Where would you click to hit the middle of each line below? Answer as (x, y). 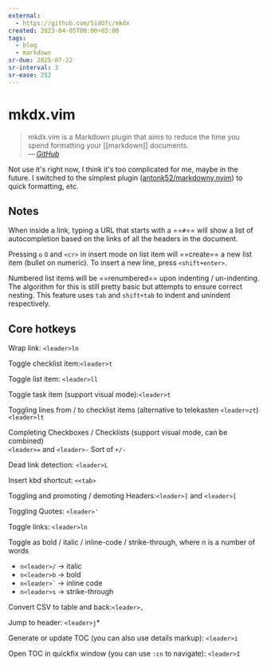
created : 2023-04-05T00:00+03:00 (64, 30)
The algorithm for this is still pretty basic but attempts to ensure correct (126, 287)
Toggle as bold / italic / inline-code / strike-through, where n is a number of (132, 542)
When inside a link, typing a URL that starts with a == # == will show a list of (131, 230)
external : (25, 16)
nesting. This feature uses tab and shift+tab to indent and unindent (120, 295)
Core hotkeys (42, 329)
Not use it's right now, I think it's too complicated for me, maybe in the (124, 169)
